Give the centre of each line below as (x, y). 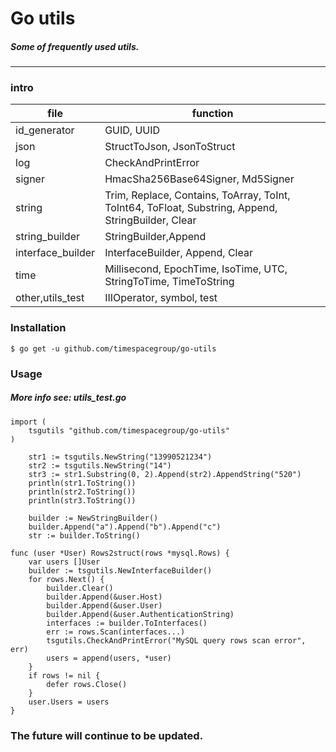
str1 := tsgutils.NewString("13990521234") (120, 457)
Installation (38, 328)
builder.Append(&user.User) (104, 605)
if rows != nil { (64, 675)
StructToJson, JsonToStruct (170, 147)
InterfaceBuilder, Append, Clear (178, 253)
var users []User (64, 562)
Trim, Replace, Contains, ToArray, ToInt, (197, 195)
